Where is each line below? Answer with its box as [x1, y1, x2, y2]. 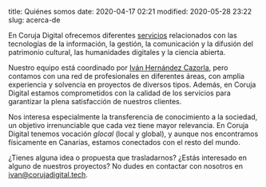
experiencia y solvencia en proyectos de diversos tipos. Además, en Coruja [8, 80, 256, 89]
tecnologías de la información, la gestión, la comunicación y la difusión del [8, 39, 254, 49]
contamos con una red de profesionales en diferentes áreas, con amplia [8, 72, 245, 80]
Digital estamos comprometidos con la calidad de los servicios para [8, 88, 232, 98]
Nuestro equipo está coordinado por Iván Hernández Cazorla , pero [8, 63, 228, 72]
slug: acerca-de [8, 15, 61, 25]
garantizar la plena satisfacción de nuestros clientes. [8, 97, 182, 106]
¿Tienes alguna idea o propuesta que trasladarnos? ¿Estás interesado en [8, 153, 248, 162]
